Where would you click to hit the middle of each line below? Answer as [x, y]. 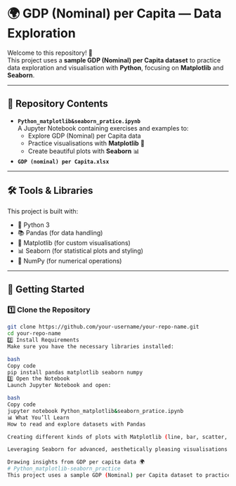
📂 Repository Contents [58, 104]
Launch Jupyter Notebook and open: [59, 386]
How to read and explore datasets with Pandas [77, 424]
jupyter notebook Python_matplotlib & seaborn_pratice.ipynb [96, 411]
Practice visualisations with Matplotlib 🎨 [86, 143]
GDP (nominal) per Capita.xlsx [63, 162]
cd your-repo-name [34, 334]
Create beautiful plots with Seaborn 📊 [84, 151]
